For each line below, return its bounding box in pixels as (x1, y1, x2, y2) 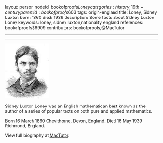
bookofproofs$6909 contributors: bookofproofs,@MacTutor (5, 25, 125, 31)
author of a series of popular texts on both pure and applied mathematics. (5, 108, 153, 114)
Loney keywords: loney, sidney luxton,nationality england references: (5, 19, 144, 25)
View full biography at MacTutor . (5, 132, 70, 138)
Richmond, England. (5, 123, 45, 128)
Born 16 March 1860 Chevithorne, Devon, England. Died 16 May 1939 (5, 118, 142, 124)
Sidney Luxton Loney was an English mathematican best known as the (5, 103, 146, 109)
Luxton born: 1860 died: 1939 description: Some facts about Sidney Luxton (5, 15, 155, 20)
